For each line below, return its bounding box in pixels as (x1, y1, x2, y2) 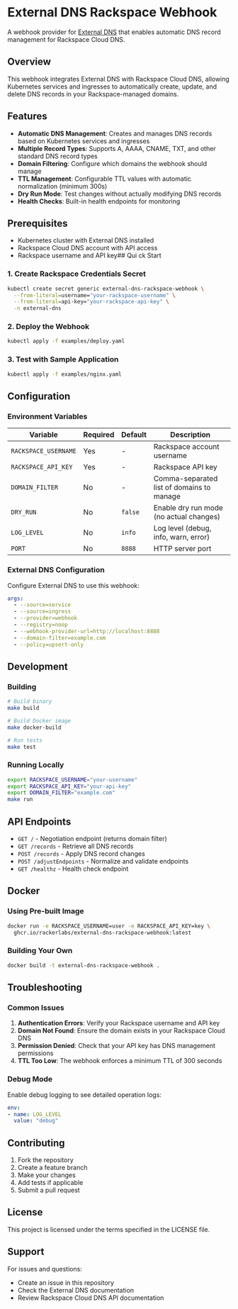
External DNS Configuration (7, 565, 105, 575)
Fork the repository (17, 1156, 74, 1164)
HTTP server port (153, 544, 212, 554)
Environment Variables (7, 411, 88, 421)
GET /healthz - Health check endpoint (17, 864, 129, 873)
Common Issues (7, 1003, 65, 1013)
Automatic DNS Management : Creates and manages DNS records (17, 129, 212, 138)
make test (7, 743, 37, 750)
